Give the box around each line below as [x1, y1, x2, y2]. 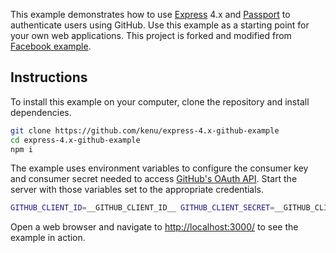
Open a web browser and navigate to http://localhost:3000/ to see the [10, 221, 299, 233]
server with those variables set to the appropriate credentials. [10, 184, 265, 196]
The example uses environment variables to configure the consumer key [10, 162, 309, 174]
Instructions [10, 69, 88, 86]
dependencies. [10, 106, 72, 118]
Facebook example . [10, 40, 92, 52]
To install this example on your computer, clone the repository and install [10, 95, 310, 108]
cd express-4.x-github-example [10, 135, 141, 145]
